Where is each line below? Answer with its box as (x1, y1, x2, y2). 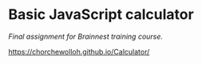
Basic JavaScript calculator (8, 6, 194, 24)
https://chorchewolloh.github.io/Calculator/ (8, 47, 150, 56)
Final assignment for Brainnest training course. (8, 32, 164, 41)
